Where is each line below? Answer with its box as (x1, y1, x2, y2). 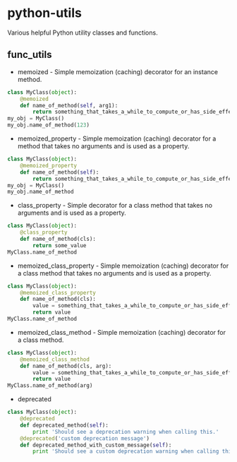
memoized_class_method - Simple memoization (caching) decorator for (17, 328, 226, 336)
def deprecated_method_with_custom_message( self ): (20, 442, 172, 449)
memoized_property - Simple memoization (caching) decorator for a (17, 134, 217, 143)
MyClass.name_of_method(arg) (7, 382, 93, 389)
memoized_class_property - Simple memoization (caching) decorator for (17, 261, 229, 270)
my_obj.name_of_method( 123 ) (7, 122, 90, 129)
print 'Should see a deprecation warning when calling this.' (32, 428, 219, 435)
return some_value (32, 242, 87, 249)
